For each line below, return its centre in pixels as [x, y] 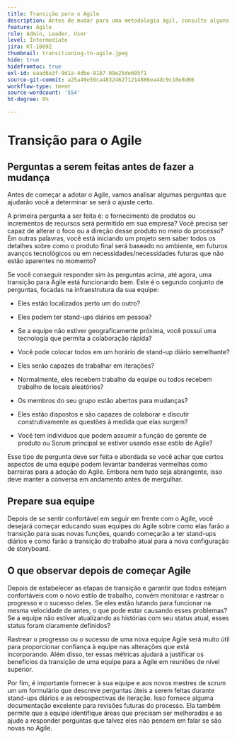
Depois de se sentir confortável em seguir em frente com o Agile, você [110, 518]
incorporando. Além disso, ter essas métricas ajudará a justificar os [105, 654]
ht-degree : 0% [28, 100]
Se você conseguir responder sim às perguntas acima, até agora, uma [110, 274]
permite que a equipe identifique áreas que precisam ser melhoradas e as [115, 713]
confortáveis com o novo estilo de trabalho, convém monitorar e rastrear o [116, 595]
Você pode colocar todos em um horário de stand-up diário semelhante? [123, 352]
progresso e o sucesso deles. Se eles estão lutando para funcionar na [109, 603]
